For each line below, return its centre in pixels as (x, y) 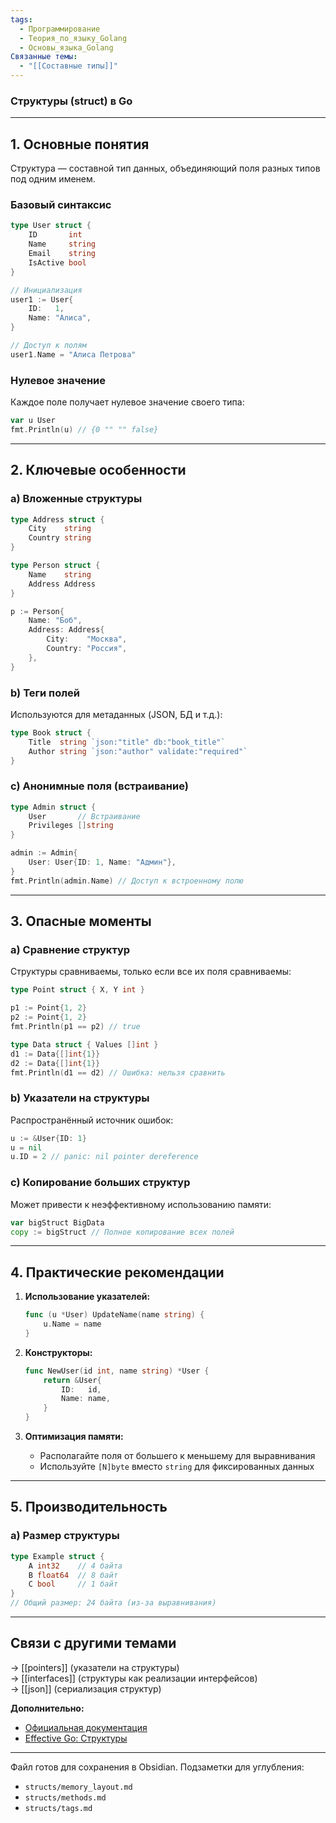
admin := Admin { (44, 853)
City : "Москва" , (87, 639)
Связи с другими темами (93, 1643)
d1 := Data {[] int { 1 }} (55, 1054)
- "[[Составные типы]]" (68, 66)
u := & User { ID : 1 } (48, 1138)
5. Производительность (89, 1507)
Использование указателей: (87, 1297)
